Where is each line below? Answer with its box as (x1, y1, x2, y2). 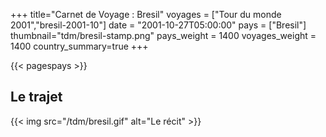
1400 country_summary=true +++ (10, 40, 149, 52)
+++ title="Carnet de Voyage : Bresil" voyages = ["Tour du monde (10, 9, 282, 20)
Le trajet (10, 89, 63, 106)
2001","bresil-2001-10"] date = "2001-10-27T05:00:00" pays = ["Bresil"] (10, 19, 307, 31)
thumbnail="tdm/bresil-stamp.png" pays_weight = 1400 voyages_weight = (10, 30, 317, 41)
